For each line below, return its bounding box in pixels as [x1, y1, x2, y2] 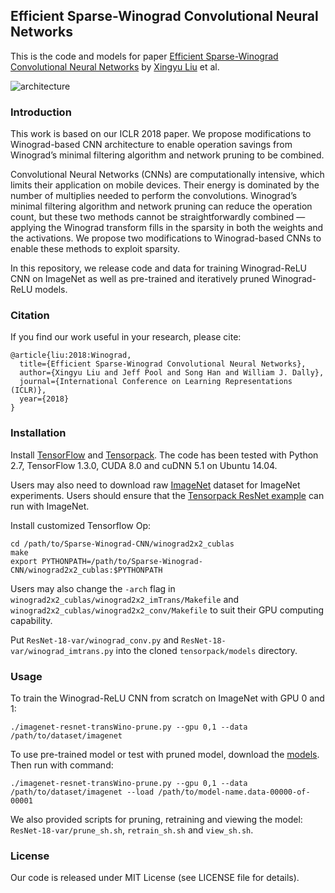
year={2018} [19, 394, 70, 404]
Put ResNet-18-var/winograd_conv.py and [10, 634, 180, 646]
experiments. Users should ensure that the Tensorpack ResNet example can [10, 489, 325, 501]
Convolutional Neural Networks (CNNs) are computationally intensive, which [10, 169, 325, 181]
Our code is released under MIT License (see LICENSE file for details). [10, 872, 300, 884]
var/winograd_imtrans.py [10, 646, 114, 656]
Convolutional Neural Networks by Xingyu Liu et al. [10, 60, 220, 73]
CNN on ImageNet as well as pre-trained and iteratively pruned [10, 273, 270, 285]
